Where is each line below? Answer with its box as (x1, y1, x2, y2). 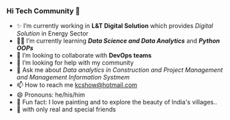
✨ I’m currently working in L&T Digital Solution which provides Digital (16, 22, 214, 30)
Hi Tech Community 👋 (6, 6, 80, 16)
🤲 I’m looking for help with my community (16, 58, 135, 67)
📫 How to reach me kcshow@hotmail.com (16, 81, 138, 89)
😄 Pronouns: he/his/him (16, 91, 85, 99)
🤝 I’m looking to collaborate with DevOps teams (16, 51, 152, 60)
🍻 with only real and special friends (16, 106, 116, 114)
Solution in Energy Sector (16, 29, 89, 38)
